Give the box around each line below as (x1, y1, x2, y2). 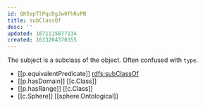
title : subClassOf (7, 17, 61, 24)
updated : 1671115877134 (7, 30, 77, 37)
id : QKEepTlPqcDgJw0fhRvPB (7, 10, 87, 18)
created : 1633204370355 (7, 37, 77, 44)
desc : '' (7, 23, 33, 30)
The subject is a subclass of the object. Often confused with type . (7, 56, 199, 64)
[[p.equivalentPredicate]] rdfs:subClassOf (17, 70, 139, 78)
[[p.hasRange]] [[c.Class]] (17, 84, 93, 93)
